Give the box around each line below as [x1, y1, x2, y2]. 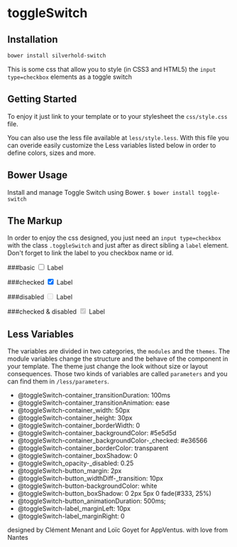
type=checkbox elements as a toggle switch [7, 73, 133, 81]
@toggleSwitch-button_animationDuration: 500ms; [17, 496, 167, 506]
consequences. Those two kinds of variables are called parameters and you [7, 370, 228, 378]
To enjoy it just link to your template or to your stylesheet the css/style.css [7, 112, 228, 120]
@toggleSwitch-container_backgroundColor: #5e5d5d [17, 429, 177, 437]
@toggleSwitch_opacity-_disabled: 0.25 [17, 459, 134, 467]
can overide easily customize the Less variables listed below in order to [7, 141, 216, 149]
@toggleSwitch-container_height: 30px [17, 414, 133, 423]
